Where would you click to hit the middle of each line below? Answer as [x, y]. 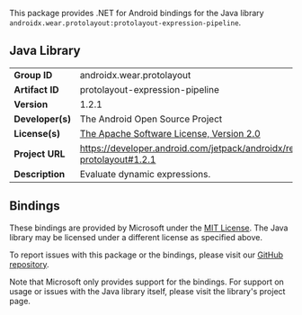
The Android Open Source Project [151, 119]
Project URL [40, 154]
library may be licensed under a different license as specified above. [136, 237]
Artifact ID [36, 89]
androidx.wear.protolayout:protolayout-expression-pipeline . [125, 22]
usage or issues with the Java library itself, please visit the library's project [147, 291]
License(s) [37, 133]
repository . [29, 264]
